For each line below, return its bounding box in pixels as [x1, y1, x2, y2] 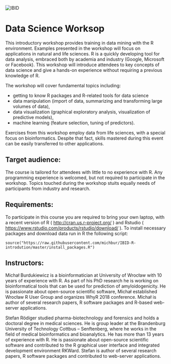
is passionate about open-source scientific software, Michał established [5, 289, 157, 295]
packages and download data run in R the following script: [5, 230, 128, 236]
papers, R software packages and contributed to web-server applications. [5, 353, 161, 359]
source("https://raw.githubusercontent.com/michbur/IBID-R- [5, 240, 137, 245]
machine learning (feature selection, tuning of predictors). [12, 120, 135, 126]
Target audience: [5, 156, 61, 164]
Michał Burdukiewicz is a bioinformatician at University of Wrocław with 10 [5, 272, 162, 278]
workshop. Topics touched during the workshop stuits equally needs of [5, 180, 156, 186]
